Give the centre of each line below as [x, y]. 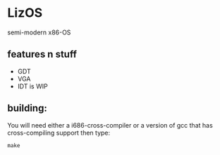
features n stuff [42, 54]
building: [27, 108]
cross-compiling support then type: [59, 133]
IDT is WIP [32, 86]
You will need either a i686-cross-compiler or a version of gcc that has [110, 125]
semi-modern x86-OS [39, 32]
